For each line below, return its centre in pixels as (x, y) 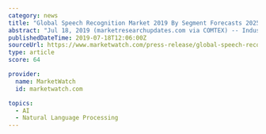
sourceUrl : (26, 45)
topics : (21, 103)
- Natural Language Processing (67, 118)
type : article (32, 52)
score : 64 (25, 60)
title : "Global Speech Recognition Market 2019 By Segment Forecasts (125, 23)
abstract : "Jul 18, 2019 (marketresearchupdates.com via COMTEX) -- (123, 30)
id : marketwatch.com (49, 89)
